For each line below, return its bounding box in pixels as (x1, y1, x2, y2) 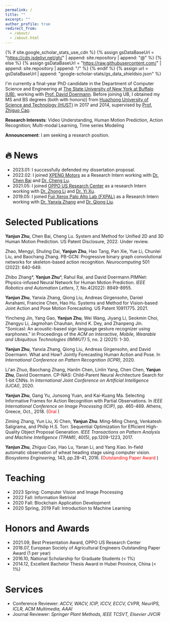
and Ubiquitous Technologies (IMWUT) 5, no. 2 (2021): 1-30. (5, 336, 130, 342)
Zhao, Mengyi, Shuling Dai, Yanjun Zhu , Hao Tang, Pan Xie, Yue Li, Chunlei (5, 248, 161, 254)
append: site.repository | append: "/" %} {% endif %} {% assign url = (5, 65, 148, 71)
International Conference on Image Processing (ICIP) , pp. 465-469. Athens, (5, 403, 162, 409)
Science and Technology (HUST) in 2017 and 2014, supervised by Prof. (5, 102, 152, 108)
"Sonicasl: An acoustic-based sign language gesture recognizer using (5, 325, 150, 331)
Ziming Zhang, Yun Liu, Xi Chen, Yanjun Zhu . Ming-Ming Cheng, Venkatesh (5, 418, 162, 424)
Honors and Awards (5, 522, 90, 534)
